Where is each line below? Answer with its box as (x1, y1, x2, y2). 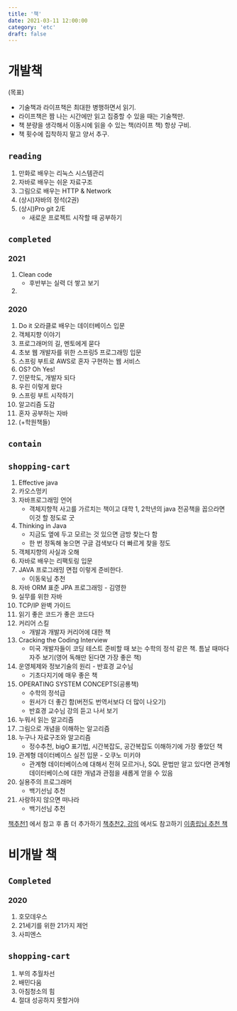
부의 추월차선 (18, 969, 55, 978)
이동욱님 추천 (28, 574, 66, 583)
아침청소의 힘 (18, 987, 55, 995)
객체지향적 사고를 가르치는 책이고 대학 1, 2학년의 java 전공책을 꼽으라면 (28, 504, 226, 513)
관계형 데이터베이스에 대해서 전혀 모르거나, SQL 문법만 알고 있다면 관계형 (28, 760, 231, 768)
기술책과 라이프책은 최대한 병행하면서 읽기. (18, 103, 137, 112)
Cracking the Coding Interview (18, 636, 109, 645)
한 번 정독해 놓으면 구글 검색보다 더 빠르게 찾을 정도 (28, 539, 171, 548)
